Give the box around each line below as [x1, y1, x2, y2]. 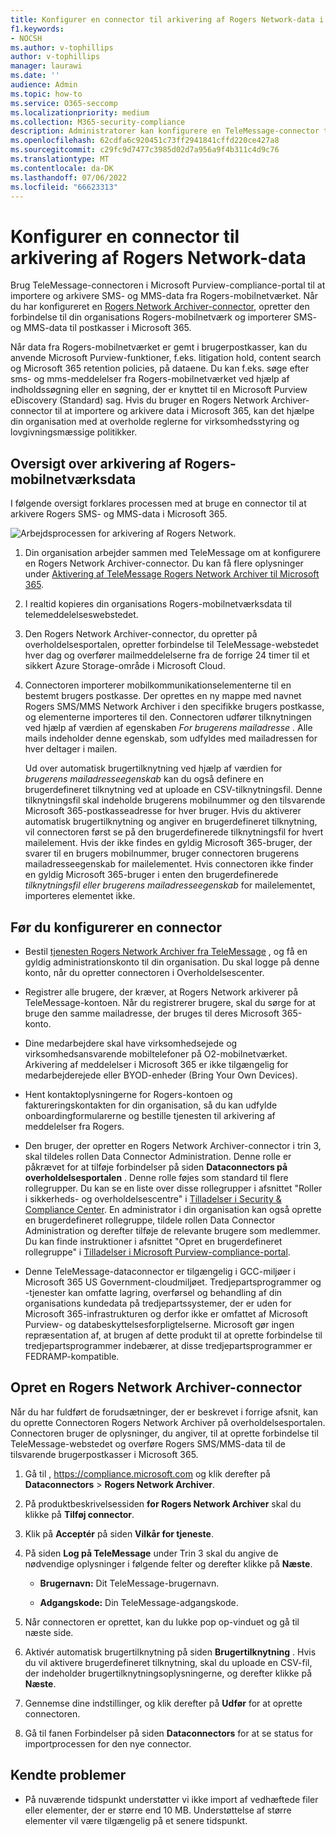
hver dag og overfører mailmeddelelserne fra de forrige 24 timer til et [24, 649, 310, 661]
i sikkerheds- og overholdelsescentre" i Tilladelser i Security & [24, 1192, 282, 1205]
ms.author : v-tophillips [10, 42, 114, 53]
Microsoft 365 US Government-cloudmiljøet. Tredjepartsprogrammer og [24, 1276, 322, 1288]
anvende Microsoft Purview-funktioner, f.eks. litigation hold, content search [10, 352, 322, 364]
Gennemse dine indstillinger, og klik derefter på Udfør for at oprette [24, 1697, 303, 1709]
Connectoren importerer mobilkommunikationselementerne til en [24, 679, 292, 691]
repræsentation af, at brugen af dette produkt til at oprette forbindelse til [24, 1329, 323, 1341]
